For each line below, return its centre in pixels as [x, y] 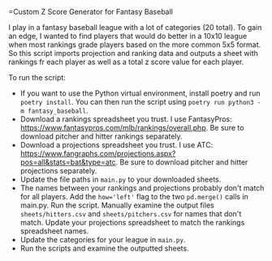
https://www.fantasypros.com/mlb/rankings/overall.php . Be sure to [132, 128]
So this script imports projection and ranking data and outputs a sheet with [133, 53]
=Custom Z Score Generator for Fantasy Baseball [91, 12]
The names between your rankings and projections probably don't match [142, 188]
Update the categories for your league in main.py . [103, 240]
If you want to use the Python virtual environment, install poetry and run [140, 93]
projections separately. [58, 171]
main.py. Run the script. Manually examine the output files [117, 205]
